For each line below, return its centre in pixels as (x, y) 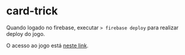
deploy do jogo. (26, 33)
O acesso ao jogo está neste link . (47, 45)
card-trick (32, 11)
